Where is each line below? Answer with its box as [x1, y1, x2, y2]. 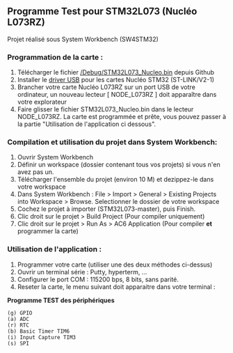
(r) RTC [7, 322, 30, 329]
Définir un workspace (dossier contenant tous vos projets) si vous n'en [17, 160, 220, 169]
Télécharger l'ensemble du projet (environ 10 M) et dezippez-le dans [17, 175, 214, 184]
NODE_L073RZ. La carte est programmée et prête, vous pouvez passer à [17, 113, 227, 121]
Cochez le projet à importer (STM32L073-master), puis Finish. [17, 205, 196, 213]
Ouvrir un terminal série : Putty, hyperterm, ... [17, 267, 147, 276]
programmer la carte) [17, 227, 79, 235]
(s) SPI [7, 340, 30, 347]
